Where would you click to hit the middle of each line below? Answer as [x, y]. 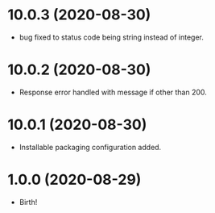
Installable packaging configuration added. [90, 147]
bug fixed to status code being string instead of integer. [112, 37]
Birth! [28, 202]
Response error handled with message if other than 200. [113, 92]
